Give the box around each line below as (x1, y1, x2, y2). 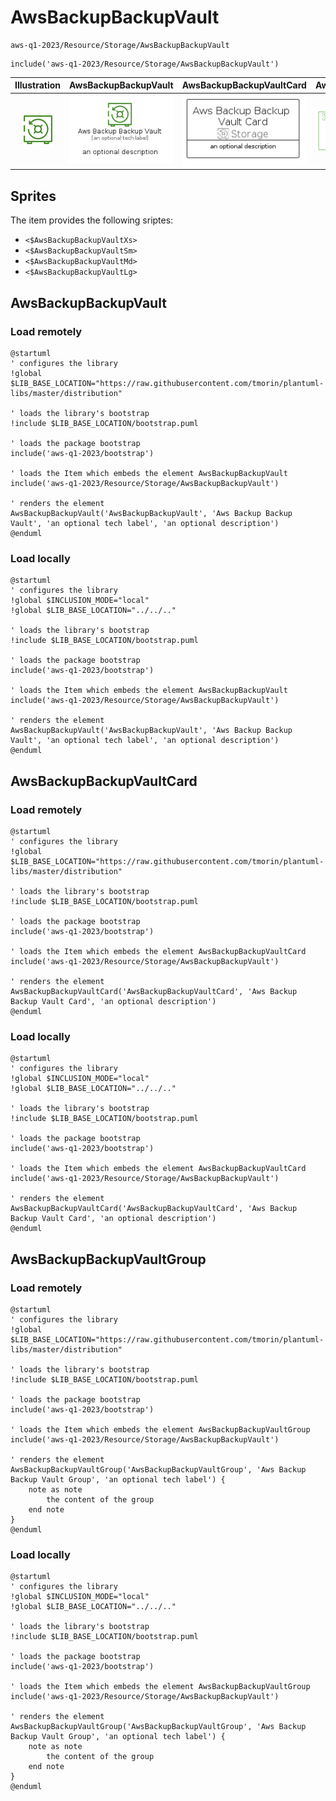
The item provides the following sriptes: (10, 214, 174, 226)
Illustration (14, 79, 62, 91)
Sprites (10, 187, 57, 205)
